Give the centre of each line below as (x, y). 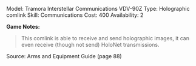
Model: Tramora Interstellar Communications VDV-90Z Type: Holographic (98, 9)
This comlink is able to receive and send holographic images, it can (105, 38)
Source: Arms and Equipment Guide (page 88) (64, 56)
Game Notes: (23, 27)
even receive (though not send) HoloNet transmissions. (90, 45)
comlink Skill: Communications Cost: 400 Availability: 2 (75, 15)
